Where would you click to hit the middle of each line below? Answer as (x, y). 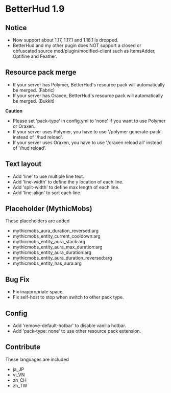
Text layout (23, 164)
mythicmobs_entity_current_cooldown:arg (56, 236)
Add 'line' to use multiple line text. (48, 176)
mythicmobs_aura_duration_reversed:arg (55, 231)
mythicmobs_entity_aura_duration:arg (52, 252)
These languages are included (37, 359)
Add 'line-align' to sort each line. (47, 193)
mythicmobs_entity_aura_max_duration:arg (58, 247)
